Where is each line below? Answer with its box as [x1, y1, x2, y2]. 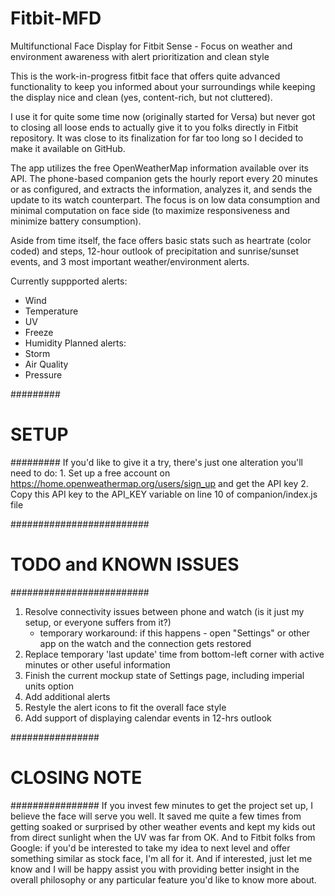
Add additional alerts [24, 690, 111, 702]
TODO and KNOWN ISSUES [10, 553, 240, 576]
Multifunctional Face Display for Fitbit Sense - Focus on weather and [10, 40, 293, 52]
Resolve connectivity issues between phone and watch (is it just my [24, 605, 305, 617]
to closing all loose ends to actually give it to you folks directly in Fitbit [10, 121, 299, 133]
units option [24, 680, 75, 692]
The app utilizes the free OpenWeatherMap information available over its [10, 162, 309, 174]
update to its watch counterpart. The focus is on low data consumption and [10, 193, 321, 206]
